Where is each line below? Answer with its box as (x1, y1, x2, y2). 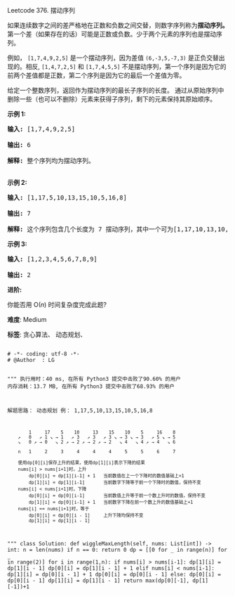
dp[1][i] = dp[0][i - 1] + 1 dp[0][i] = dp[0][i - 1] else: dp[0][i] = (7, 571, 221, 578)
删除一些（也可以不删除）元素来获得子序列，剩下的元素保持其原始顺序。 (7, 95, 216, 103)
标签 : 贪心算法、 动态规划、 (7, 330, 86, 339)
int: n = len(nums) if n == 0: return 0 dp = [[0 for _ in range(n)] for (7, 547, 228, 554)
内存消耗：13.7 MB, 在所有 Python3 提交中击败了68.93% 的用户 (7, 382, 175, 390)
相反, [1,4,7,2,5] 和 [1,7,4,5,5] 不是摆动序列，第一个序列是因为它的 (25, 63, 227, 70)
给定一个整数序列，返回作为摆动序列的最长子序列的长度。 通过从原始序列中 (7, 86, 224, 94)
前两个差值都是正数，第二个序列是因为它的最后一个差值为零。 (7, 71, 186, 79)
